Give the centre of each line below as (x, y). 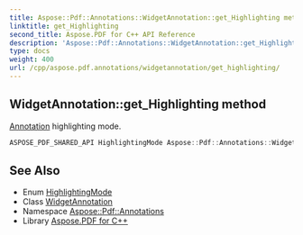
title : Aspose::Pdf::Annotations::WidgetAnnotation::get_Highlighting (145, 18)
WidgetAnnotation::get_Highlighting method (138, 104)
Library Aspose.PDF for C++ (75, 221)
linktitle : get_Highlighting (64, 26)
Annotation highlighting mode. (65, 126)
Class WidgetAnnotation (67, 202)
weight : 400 (32, 59)
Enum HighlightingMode (67, 192)
